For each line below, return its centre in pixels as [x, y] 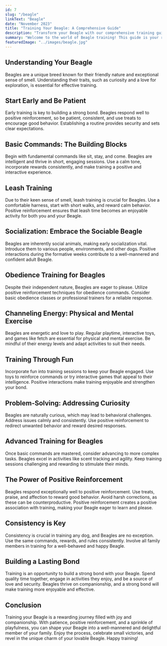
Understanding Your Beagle [49, 63]
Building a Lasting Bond [42, 561]
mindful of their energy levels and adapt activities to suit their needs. [75, 344]
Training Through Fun [39, 359]
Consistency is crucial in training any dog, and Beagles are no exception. [80, 535]
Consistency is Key [36, 524]
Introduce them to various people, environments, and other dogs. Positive [81, 249]
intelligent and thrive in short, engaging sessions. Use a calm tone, [73, 162]
